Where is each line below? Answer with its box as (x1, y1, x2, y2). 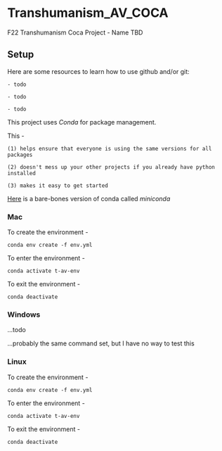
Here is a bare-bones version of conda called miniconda (7, 194, 171, 203)
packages (7, 151, 33, 158)
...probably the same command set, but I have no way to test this (7, 339, 195, 348)
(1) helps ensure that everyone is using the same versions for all (7, 145, 212, 152)
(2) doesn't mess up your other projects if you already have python (7, 163, 216, 170)
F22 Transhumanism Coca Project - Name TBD (7, 28, 143, 37)
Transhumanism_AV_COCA (7, 5, 169, 21)
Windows (7, 310, 41, 319)
